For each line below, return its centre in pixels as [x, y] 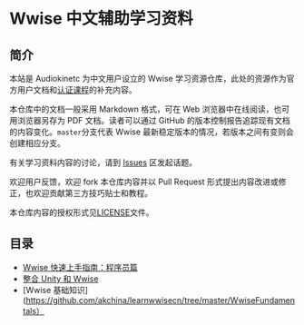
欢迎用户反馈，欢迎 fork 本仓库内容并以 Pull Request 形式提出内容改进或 [144, 182]
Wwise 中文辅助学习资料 [101, 19]
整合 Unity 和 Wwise [60, 279]
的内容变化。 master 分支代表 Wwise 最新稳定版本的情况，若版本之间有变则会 [152, 132]
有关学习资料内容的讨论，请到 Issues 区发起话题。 [103, 162]
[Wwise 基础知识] [55, 290]
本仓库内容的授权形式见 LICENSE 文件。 [82, 212]
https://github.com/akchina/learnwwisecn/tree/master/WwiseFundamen [161, 300]
